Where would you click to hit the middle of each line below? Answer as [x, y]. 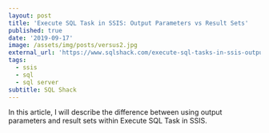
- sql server [37, 82]
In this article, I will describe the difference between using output [115, 112]
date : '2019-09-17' [41, 38]
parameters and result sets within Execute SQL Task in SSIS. [108, 121]
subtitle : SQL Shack [43, 90]
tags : [17, 61]
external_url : [32, 53]
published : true [35, 30]
